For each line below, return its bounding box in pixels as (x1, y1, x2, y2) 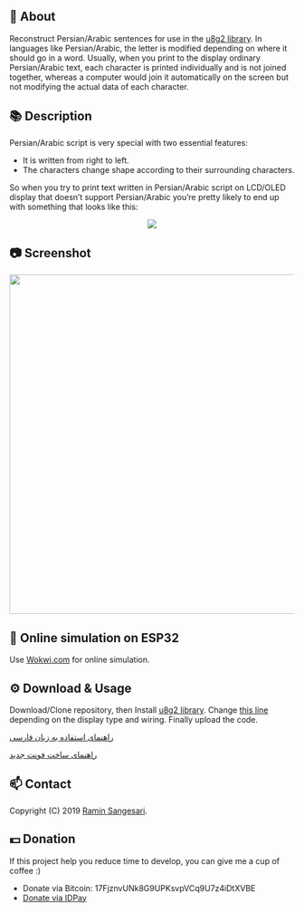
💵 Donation (9, 831, 76, 847)
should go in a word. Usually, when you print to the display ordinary (9, 52, 261, 63)
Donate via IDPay (22, 892, 88, 903)
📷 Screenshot (9, 245, 92, 261)
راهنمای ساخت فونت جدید (9, 749, 98, 761)
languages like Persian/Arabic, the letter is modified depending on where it (9, 43, 288, 53)
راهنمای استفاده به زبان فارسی (9, 732, 114, 743)
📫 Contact (9, 776, 72, 792)
